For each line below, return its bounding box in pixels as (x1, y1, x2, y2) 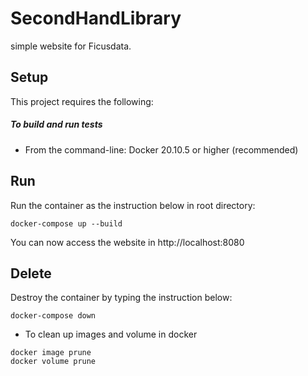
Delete (10, 265, 52, 282)
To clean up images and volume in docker (24, 328, 198, 341)
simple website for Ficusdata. (10, 40, 132, 52)
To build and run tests (10, 118, 103, 131)
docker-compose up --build (10, 218, 123, 229)
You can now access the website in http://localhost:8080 (10, 236, 245, 248)
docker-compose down (10, 311, 97, 321)
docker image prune (10, 348, 92, 358)
